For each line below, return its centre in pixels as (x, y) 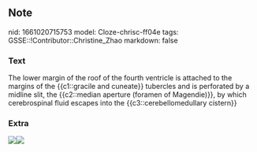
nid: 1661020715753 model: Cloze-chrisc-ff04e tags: (93, 32)
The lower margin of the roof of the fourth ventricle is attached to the (120, 78)
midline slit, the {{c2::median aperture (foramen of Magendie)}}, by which (127, 95)
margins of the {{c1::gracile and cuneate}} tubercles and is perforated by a (129, 87)
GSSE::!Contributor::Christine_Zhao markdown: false (93, 40)
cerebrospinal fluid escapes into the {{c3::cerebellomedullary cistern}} (123, 103)
